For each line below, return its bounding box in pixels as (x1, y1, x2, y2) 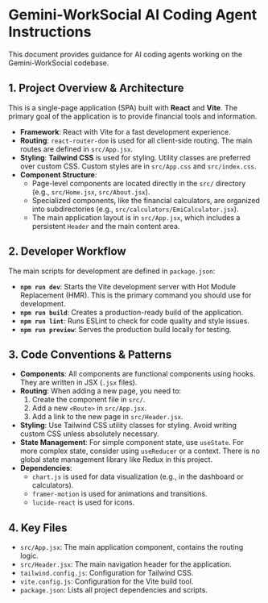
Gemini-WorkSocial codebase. (8, 58, 109, 68)
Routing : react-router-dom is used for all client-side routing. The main (19, 135, 253, 145)
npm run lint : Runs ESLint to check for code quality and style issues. (19, 316, 249, 326)
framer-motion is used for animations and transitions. (31, 489, 208, 499)
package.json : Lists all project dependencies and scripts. (19, 585, 208, 595)
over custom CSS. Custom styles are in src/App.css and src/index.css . (19, 161, 257, 171)
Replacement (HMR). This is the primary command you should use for (19, 290, 252, 300)
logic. (19, 551, 39, 561)
